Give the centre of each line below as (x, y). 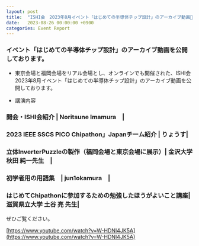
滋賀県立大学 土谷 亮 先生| (43, 205)
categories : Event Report (38, 28)
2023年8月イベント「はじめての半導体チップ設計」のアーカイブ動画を (100, 80)
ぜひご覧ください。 (30, 218)
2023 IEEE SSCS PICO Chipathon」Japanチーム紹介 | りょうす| (97, 135)
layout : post (22, 12)
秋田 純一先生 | (29, 161)
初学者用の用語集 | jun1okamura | (58, 178)
